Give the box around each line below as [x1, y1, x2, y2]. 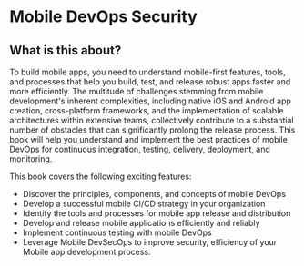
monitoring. [9, 153, 53, 164]
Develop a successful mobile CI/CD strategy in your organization [22, 198, 266, 209]
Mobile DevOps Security [9, 6, 198, 27]
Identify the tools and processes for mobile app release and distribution [22, 208, 291, 219]
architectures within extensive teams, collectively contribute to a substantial [9, 115, 294, 125]
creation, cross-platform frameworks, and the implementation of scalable [9, 105, 284, 115]
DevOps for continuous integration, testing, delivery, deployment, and [9, 143, 271, 154]
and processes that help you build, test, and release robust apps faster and [9, 76, 291, 87]
